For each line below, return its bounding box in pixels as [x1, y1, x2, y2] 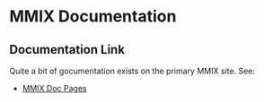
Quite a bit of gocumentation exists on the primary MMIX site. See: [9, 65, 256, 76]
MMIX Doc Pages [22, 83, 87, 93]
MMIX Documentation [9, 6, 177, 27]
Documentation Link [9, 42, 126, 57]
